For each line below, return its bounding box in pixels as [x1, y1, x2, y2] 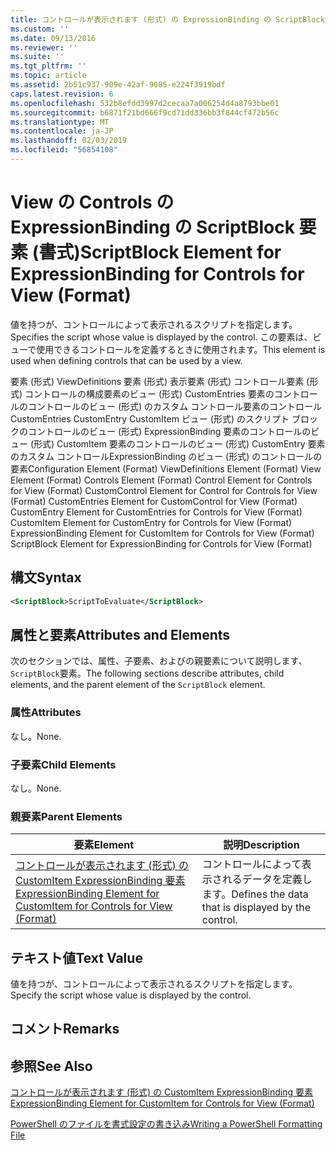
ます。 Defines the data [201, 887, 309, 901]
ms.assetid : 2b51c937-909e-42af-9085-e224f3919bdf [10, 80, 226, 90]
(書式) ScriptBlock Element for [31, 241, 282, 264]
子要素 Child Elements [10, 757, 117, 771]
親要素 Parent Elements [10, 809, 123, 823]
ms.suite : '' [10, 52, 65, 62]
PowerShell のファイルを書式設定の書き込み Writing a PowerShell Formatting [10, 1118, 323, 1130]
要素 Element [73, 838, 135, 852]
